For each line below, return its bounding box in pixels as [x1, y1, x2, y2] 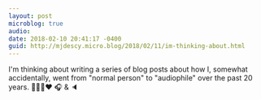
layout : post [8, 11, 53, 20]
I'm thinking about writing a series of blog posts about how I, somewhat [8, 64, 248, 74]
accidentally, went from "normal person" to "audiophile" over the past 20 [8, 73, 254, 83]
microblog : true [8, 20, 63, 28]
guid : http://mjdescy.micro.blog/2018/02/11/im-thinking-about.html [8, 42, 246, 50]
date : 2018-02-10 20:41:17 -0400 [8, 34, 122, 43]
